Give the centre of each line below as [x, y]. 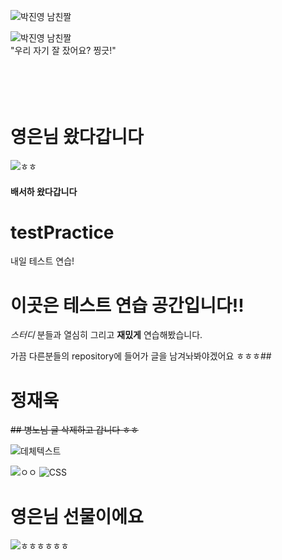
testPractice [62, 232]
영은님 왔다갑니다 [77, 137]
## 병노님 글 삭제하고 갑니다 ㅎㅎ [74, 430]
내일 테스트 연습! [42, 261]
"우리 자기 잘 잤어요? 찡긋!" [63, 50]
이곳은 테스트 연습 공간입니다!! [127, 305]
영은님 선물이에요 [77, 516]
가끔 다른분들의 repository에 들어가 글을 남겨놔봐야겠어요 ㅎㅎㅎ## [141, 356]
